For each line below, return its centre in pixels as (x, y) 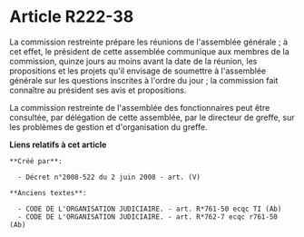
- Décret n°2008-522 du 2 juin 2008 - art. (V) (109, 177)
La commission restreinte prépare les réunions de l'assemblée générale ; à (149, 42)
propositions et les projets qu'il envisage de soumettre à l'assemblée (137, 71)
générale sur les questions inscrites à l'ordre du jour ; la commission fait (144, 80)
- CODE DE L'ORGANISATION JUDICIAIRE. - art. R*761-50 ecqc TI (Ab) (150, 209)
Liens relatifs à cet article (58, 144)
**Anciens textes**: (49, 193)
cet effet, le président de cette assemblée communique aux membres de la (150, 51)
